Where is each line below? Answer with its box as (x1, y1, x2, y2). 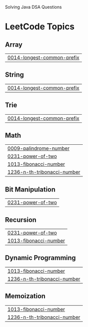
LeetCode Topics (5, 21, 75, 32)
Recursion (5, 216, 37, 224)
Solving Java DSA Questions (5, 4, 62, 10)
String (5, 70, 24, 79)
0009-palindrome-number (7, 145, 70, 152)
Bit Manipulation (5, 185, 56, 193)
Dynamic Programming (5, 254, 76, 262)
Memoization (5, 292, 46, 300)
